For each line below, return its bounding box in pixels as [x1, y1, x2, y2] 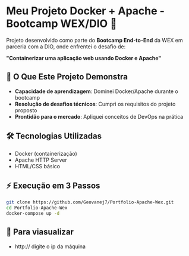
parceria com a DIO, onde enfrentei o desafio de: [6, 43, 126, 50]
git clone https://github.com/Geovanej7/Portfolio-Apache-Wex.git [6, 199, 174, 205]
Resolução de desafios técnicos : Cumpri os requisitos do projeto [14, 100, 176, 107]
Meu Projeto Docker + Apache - [6, 4, 165, 18]
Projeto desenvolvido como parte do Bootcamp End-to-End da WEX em [6, 36, 183, 44]
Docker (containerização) [14, 150, 77, 157]
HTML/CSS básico [14, 162, 61, 169]
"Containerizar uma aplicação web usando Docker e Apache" [6, 54, 162, 61]
